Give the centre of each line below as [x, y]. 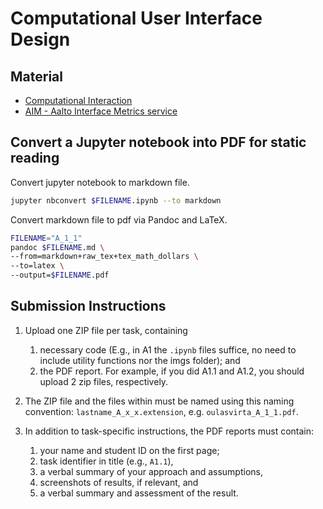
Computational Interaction [78, 100]
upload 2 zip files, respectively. [104, 381]
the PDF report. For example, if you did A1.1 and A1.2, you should [172, 371]
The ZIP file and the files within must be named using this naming [159, 401]
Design [40, 39]
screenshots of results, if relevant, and [119, 482]
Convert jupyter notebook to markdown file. [100, 182]
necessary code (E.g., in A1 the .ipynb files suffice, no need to [168, 349]
